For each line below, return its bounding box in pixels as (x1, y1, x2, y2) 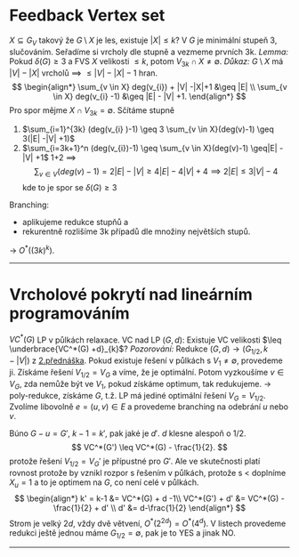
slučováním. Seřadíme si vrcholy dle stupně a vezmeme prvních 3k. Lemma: (9, 46, 289, 57)
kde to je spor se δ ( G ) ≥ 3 (21, 182, 117, 193)
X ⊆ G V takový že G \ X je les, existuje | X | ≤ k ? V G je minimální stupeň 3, (9, 35, 278, 47)
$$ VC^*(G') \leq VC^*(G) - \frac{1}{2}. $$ (70, 442, 229, 453)
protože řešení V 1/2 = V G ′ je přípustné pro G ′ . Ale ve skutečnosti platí (9, 456, 261, 469)
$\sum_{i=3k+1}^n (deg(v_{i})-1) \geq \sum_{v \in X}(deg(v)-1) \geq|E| (21, 143, 278, 154)
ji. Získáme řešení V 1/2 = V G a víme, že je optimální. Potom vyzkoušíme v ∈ (9, 367, 285, 379)
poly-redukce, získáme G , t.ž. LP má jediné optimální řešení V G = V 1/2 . (9, 390, 266, 403)
